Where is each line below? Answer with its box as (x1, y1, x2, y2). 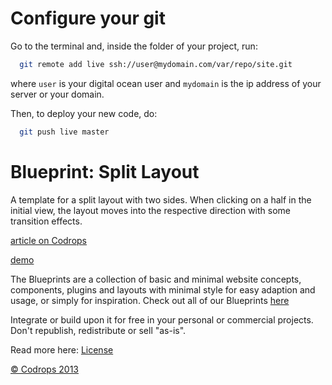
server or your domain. (10, 88, 105, 100)
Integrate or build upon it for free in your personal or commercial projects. (10, 313, 314, 326)
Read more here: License (10, 343, 114, 356)
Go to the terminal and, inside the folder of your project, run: (10, 40, 258, 52)
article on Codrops (10, 234, 88, 246)
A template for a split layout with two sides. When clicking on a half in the (10, 193, 312, 206)
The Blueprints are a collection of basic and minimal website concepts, (10, 273, 302, 285)
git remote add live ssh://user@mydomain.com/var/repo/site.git (19, 59, 293, 69)
